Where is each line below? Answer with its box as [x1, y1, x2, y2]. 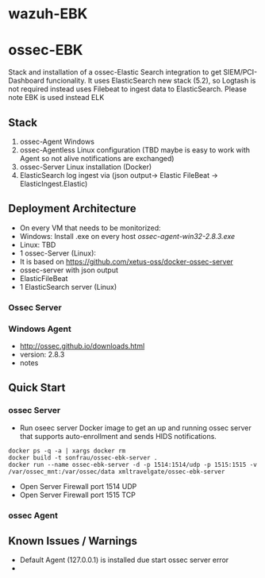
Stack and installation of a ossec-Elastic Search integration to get [8, 67, 222, 77]
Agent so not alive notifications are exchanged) [19, 153, 175, 163]
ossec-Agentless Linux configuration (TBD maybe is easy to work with [19, 144, 251, 155]
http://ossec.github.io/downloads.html [19, 341, 145, 350]
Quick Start [8, 381, 66, 395]
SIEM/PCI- [223, 67, 258, 77]
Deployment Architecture [8, 202, 136, 215]
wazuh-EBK [8, 5, 88, 23]
